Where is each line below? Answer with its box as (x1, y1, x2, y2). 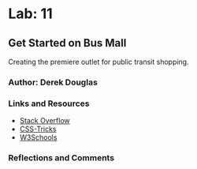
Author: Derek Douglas (8, 77, 98, 88)
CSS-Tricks (19, 124, 57, 134)
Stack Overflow (19, 116, 71, 126)
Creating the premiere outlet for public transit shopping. (8, 57, 189, 66)
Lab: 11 (8, 5, 53, 23)
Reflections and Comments (8, 152, 115, 163)
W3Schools (19, 133, 58, 142)
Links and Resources (8, 98, 90, 109)
